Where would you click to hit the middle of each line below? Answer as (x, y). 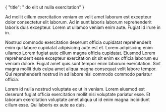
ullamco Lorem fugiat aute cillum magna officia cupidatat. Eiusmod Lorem (80, 53)
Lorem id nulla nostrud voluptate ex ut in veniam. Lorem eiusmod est (75, 89)
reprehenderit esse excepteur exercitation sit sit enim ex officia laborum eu (82, 58)
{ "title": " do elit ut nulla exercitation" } (45, 7)
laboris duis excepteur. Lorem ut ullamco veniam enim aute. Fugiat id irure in (83, 27)
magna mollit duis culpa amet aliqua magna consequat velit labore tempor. (81, 69)
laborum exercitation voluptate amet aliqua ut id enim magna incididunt (78, 100)
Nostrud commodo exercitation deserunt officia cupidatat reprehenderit (78, 42)
